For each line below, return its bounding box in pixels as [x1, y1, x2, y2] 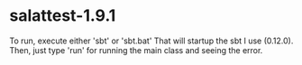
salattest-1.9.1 [9, 5, 116, 26]
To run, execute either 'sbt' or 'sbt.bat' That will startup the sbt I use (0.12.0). [9, 35, 294, 46]
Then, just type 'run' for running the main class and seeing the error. [9, 44, 263, 55]
